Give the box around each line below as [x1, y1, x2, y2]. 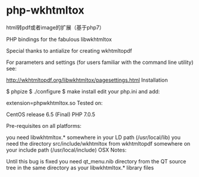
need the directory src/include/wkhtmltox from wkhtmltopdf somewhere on [6, 140, 191, 147]
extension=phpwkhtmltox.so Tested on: [6, 99, 103, 107]
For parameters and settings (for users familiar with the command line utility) [6, 59, 194, 66]
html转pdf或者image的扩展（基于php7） [6, 24, 105, 31]
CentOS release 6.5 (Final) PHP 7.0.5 [6, 111, 96, 118]
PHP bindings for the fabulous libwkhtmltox [6, 36, 112, 43]
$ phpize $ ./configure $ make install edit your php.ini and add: [6, 88, 160, 95]
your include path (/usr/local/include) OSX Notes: [6, 146, 127, 153]
